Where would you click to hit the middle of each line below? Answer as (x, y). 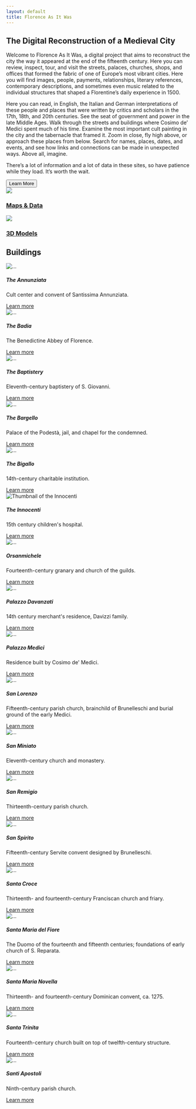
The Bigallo (20, 464)
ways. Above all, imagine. (37, 154)
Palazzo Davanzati (30, 601)
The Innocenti (23, 509)
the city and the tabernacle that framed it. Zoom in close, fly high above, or (97, 135)
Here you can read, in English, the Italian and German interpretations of (92, 104)
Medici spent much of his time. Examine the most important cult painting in (97, 129)
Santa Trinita (23, 1028)
